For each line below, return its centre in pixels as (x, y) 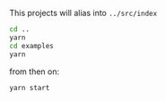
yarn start (30, 88)
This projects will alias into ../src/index (83, 13)
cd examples (31, 46)
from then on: (35, 72)
